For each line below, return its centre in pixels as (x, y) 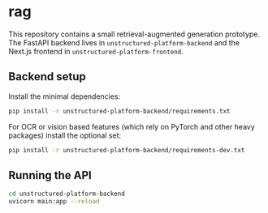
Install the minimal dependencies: (65, 96)
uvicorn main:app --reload (54, 202)
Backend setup (48, 77)
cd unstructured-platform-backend (67, 194)
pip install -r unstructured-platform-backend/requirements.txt (119, 111)
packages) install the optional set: (65, 135)
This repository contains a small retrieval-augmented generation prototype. (134, 34)
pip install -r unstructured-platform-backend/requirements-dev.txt (127, 150)
